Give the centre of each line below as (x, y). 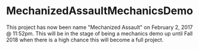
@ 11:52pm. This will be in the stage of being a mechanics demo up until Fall (99, 33)
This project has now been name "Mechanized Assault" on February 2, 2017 (99, 27)
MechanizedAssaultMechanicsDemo (100, 11)
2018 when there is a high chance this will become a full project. (85, 40)
